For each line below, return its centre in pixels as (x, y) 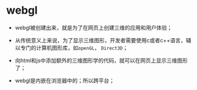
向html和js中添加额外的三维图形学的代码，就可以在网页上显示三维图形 (101, 60)
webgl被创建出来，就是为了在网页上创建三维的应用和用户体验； (93, 27)
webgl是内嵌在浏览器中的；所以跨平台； (65, 80)
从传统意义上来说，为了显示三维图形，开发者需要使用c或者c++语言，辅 (103, 40)
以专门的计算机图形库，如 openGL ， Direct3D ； (71, 48)
